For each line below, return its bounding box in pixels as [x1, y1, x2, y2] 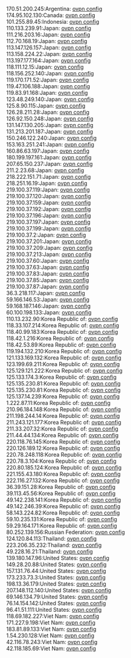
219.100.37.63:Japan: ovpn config [6, 264, 89, 271]
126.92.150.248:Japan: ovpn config [6, 115, 94, 122]
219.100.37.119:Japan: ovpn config [6, 186, 91, 193]
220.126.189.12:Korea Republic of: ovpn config [6, 445, 121, 452]
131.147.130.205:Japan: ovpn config [6, 122, 94, 128]
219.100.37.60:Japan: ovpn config [6, 257, 89, 264]
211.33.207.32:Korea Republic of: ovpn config [6, 425, 119, 432]
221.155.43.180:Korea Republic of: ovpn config [6, 471, 121, 477]
